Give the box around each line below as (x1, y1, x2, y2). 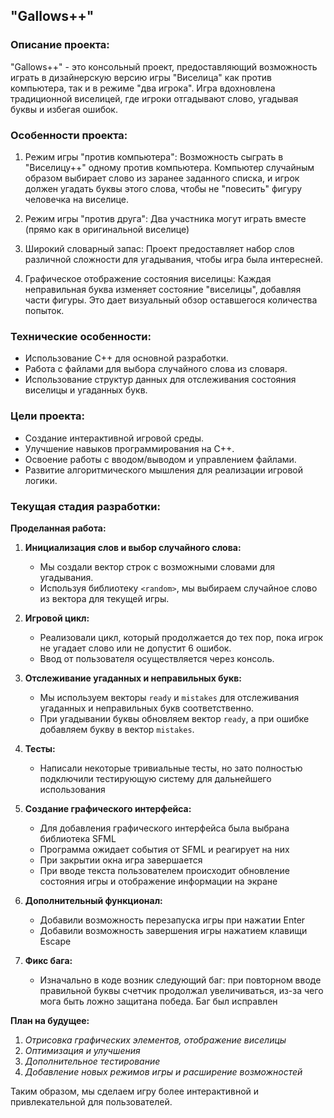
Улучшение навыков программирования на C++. (24, 442, 235, 454)
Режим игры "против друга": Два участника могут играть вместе (24, 212, 307, 224)
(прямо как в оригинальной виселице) (24, 223, 190, 235)
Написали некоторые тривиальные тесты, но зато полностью (39, 762, 303, 774)
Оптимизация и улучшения (24, 1044, 141, 1056)
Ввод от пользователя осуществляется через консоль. (39, 652, 275, 664)
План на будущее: (10, 1014, 90, 1026)
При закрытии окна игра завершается (39, 854, 203, 866)
